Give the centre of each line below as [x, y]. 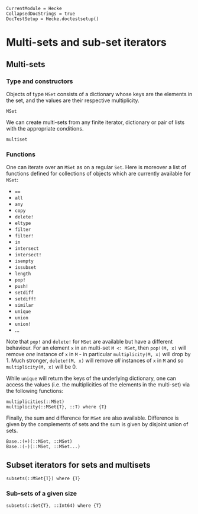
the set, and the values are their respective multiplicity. [73, 100]
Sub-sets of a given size [41, 493]
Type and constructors [40, 81]
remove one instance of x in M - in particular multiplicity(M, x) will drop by [98, 354]
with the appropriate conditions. [45, 128]
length [23, 274]
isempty [24, 261]
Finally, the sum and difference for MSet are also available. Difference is [92, 418]
